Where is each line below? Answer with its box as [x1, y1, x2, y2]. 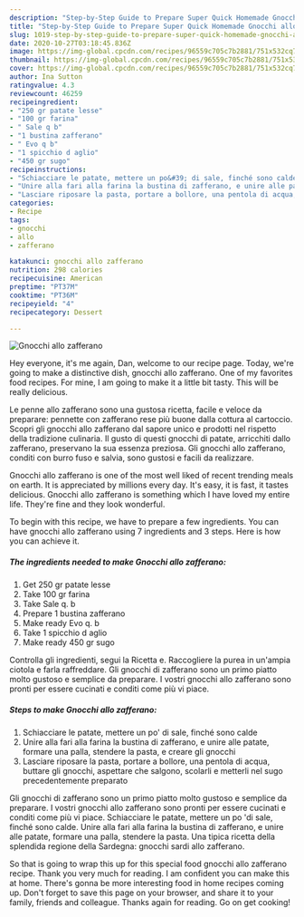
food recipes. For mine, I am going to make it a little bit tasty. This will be [9, 377, 279, 388]
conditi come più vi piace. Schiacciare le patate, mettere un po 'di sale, [9, 812, 273, 823]
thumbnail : [9, 55, 51, 64]
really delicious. [9, 387, 68, 398]
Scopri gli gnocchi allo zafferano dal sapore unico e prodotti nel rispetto [9, 423, 277, 435]
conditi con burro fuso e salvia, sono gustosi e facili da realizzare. [9, 452, 255, 463]
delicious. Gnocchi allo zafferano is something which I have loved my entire [9, 489, 290, 500]
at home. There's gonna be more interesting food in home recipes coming [9, 878, 285, 889]
